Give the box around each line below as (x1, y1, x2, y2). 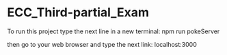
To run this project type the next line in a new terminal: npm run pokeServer (7, 27, 220, 35)
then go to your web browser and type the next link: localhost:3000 (7, 40, 197, 48)
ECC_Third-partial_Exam (7, 5, 149, 20)
